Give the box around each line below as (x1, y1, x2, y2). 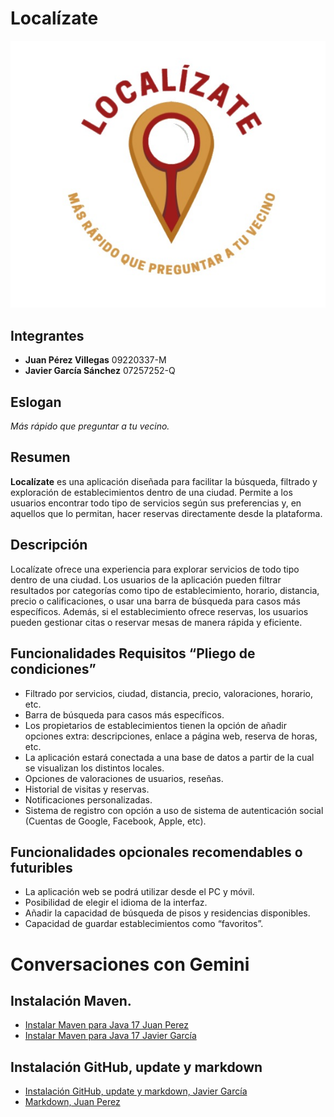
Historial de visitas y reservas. (24, 783, 150, 795)
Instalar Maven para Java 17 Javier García (24, 1030, 197, 1042)
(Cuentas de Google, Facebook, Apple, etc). (24, 815, 207, 827)
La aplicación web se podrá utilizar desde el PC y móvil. (24, 886, 255, 898)
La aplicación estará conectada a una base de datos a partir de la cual (24, 751, 315, 763)
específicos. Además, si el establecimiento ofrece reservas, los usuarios (10, 605, 309, 617)
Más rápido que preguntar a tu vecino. (10, 420, 170, 432)
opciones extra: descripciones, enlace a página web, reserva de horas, (24, 730, 318, 742)
